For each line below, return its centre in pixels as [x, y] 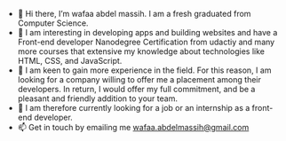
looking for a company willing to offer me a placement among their [139, 79]
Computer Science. [53, 23]
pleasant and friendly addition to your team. [97, 98]
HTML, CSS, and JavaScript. [70, 61]
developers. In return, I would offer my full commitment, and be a [136, 89]
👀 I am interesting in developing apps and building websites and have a [147, 32]
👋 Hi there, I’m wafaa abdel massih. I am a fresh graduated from [134, 14]
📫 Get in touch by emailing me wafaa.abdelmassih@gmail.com [133, 127]
